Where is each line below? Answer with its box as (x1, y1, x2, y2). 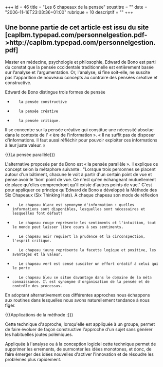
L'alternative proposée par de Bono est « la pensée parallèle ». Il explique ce (5, 161, 158, 167)
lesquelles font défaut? (12, 211, 63, 216)
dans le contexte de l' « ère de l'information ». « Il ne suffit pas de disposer (5, 132, 155, 138)
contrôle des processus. (12, 283, 63, 288)
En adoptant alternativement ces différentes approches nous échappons (5, 292, 150, 298)
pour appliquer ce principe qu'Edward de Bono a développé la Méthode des (5, 187, 157, 192)
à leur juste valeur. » (5, 142, 46, 148)
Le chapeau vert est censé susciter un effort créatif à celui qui (18, 261, 159, 266)
